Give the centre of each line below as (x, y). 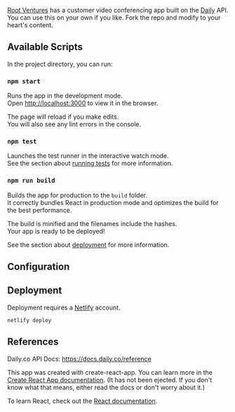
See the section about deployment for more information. (88, 244)
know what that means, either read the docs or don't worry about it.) (106, 387)
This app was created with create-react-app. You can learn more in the (110, 372)
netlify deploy (29, 320)
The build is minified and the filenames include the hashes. (92, 223)
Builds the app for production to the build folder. (78, 195)
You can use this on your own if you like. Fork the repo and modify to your (114, 18)
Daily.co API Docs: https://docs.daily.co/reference (80, 359)
